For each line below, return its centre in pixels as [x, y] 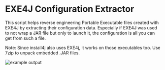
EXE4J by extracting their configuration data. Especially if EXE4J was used [81, 27]
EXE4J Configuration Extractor [70, 9]
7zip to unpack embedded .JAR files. [42, 53]
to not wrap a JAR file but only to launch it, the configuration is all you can [80, 33]
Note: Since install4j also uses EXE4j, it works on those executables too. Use [83, 47]
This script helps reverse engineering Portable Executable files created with [82, 23]
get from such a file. [25, 38]
